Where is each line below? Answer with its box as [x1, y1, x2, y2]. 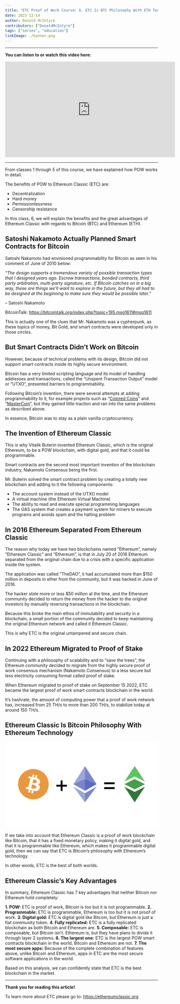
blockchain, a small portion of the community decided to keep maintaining [5, 616, 153, 622]
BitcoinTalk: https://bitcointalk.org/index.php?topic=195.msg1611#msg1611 [5, 309, 152, 315]
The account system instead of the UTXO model [12, 491, 109, 497]
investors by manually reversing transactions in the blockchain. [5, 601, 131, 607]
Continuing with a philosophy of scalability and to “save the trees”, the [5, 657, 145, 663]
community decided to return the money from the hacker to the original [5, 596, 147, 602]
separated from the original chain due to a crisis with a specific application [5, 557, 154, 562]
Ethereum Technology [5, 729, 74, 737]
